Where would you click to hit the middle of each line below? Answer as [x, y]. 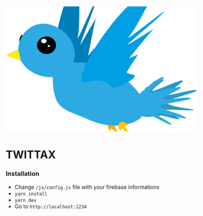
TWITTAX [31, 155]
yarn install [31, 194]
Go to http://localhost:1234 [51, 206]
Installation [23, 174]
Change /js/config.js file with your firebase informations [87, 187]
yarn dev [25, 200]
